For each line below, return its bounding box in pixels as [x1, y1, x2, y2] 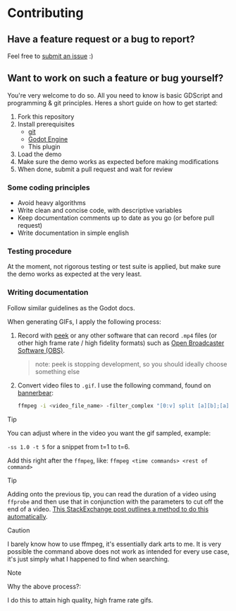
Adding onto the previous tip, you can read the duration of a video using [7, 489, 216, 498]
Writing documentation [7, 288, 89, 298]
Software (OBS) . [17, 346, 66, 354]
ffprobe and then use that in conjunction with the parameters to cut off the [7, 497, 224, 506]
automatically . [7, 512, 48, 520]
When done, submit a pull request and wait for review [17, 165, 173, 173]
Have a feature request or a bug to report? [7, 33, 195, 45]
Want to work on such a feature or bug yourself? [7, 72, 224, 84]
